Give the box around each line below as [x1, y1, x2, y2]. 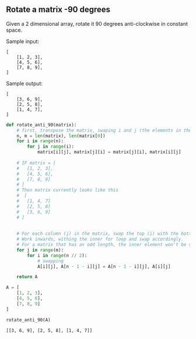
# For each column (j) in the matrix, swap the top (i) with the [16, 231, 179, 237]
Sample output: [6, 80, 43, 87]
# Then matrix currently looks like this [16, 187, 118, 193]
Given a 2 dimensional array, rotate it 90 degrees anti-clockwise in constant [6, 20, 188, 27]
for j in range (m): [16, 247, 64, 253]
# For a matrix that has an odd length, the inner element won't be [16, 242, 187, 248]
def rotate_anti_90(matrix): [6, 122, 77, 128]
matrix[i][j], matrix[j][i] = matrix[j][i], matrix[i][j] [37, 149, 181, 155]
